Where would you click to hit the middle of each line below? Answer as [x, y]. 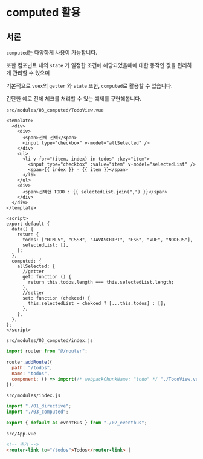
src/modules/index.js [34, 396]
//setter [33, 293]
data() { [23, 229]
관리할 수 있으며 [31, 73]
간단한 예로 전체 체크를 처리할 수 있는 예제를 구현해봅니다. [74, 99]
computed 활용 [43, 12]
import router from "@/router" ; [47, 351]
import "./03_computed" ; [37, 412]
